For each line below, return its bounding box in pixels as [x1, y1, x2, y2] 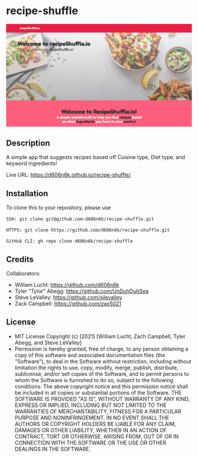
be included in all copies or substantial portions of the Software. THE [14, 389, 182, 396]
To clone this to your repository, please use [6, 204, 111, 211]
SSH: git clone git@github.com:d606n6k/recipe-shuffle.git [6, 216, 154, 222]
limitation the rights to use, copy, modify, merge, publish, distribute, [14, 364, 179, 371]
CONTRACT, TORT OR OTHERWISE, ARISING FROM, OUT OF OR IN [14, 433, 179, 440]
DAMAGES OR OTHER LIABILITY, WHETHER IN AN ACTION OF [14, 426, 167, 433]
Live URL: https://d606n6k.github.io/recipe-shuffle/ [6, 171, 131, 178]
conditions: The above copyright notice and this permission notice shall [14, 383, 189, 390]
